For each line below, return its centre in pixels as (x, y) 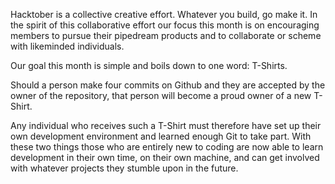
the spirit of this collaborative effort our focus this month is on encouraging (165, 25)
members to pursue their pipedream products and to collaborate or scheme (166, 35)
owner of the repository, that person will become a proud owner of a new (161, 95)
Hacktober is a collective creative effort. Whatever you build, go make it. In (164, 14)
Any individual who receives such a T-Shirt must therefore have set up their (166, 125)
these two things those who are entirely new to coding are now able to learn (167, 147)
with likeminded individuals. (67, 46)
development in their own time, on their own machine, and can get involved (165, 157)
